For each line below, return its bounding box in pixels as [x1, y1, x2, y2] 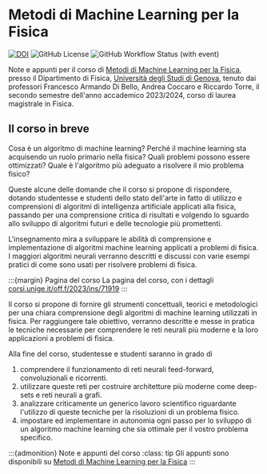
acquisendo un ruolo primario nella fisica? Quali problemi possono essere [8, 152, 250, 161]
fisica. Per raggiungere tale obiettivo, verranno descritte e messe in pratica [8, 316, 255, 326]
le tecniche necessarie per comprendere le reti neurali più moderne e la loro [8, 325, 258, 334]
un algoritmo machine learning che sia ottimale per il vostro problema [19, 423, 249, 434]
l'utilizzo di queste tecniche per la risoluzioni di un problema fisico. [19, 407, 240, 416]
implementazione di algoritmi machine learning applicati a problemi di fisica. [8, 242, 259, 252]
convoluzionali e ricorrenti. [19, 373, 108, 383]
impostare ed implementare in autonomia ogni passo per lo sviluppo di [19, 415, 252, 425]
